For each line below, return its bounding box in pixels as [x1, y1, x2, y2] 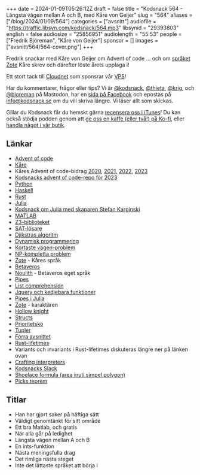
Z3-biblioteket [14, 218, 50, 225]
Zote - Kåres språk [14, 256, 61, 264]
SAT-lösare [14, 225, 42, 232]
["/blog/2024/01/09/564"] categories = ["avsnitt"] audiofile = [6, 18, 156, 25]
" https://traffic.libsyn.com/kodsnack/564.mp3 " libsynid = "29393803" [6, 24, 179, 31]
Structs [14, 314, 33, 321]
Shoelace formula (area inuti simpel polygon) [14, 371, 125, 378]
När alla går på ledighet [14, 429, 73, 437]
